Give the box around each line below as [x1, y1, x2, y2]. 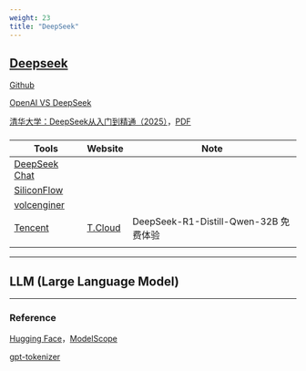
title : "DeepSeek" [9, 22, 79, 31]
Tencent [14, 222, 50, 234]
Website [87, 142, 124, 155]
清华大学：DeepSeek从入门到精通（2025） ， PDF [9, 116, 191, 128]
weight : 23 [9, 13, 51, 23]
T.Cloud [87, 222, 121, 234]
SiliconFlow [14, 184, 64, 197]
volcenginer [14, 199, 66, 211]
